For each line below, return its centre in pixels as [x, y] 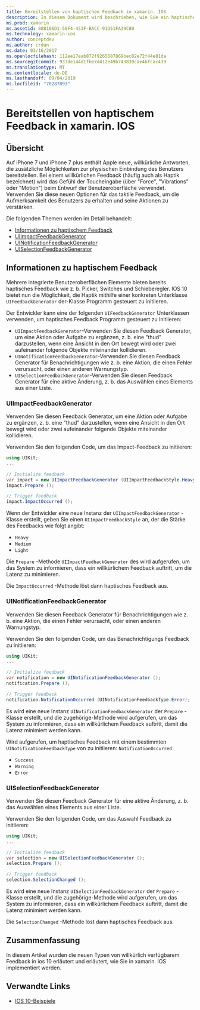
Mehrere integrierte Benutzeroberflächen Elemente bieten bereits [86, 282]
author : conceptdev [30, 39]
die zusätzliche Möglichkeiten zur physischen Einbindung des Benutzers [95, 169]
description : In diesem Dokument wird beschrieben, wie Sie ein [87, 17]
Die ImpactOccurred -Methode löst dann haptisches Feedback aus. [87, 586]
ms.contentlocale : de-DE [37, 73]
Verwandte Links [38, 986]
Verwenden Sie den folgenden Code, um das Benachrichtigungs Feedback [98, 638]
